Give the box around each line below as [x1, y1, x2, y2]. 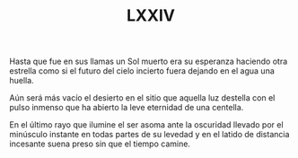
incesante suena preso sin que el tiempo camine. [9, 138, 191, 149]
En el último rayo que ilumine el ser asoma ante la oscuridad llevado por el [9, 119, 285, 130]
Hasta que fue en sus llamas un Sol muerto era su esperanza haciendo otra [9, 56, 288, 67]
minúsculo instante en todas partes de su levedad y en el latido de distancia [9, 129, 290, 140]
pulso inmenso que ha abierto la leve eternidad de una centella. [9, 102, 244, 113]
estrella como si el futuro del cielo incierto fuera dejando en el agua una [9, 66, 276, 76]
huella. [9, 75, 34, 86]
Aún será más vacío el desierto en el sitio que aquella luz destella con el [9, 92, 276, 103]
